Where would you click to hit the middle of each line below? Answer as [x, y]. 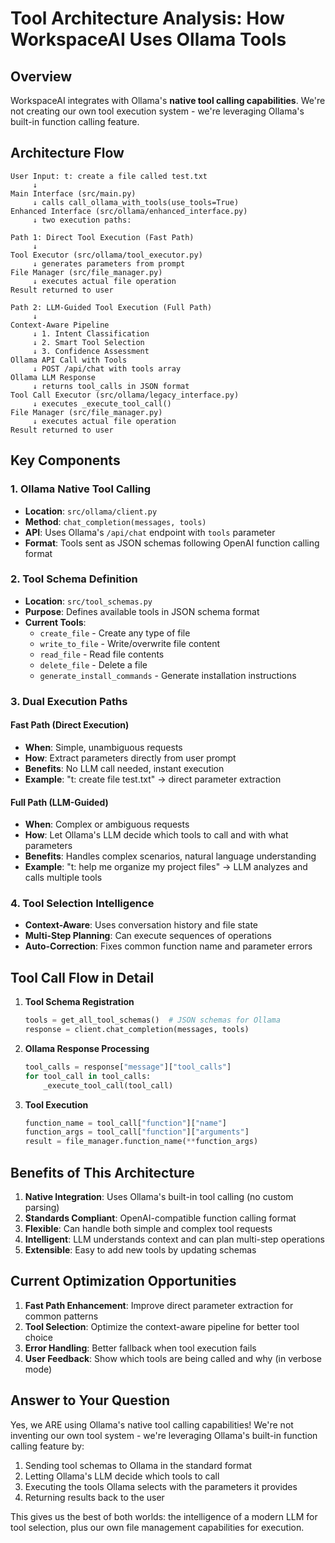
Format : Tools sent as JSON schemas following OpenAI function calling [172, 543]
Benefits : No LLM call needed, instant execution [124, 768]
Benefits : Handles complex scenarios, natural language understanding [170, 856]
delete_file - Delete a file [93, 664]
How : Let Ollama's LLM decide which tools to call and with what [156, 835]
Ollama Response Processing [87, 1048]
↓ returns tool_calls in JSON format [111, 386]
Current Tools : [55, 622]
